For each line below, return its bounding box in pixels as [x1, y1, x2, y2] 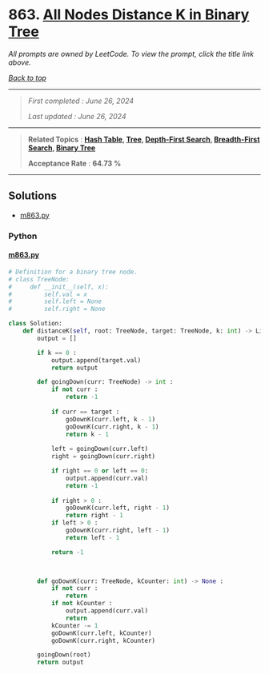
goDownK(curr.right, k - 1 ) [65, 422, 159, 431]
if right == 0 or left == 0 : [50, 467, 149, 475]
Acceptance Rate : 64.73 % [27, 158, 122, 168]
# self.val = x [8, 290, 88, 298]
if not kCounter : [50, 600, 113, 608]
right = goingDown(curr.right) [50, 453, 156, 461]
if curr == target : [50, 408, 120, 416]
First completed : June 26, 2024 [27, 96, 134, 106]
